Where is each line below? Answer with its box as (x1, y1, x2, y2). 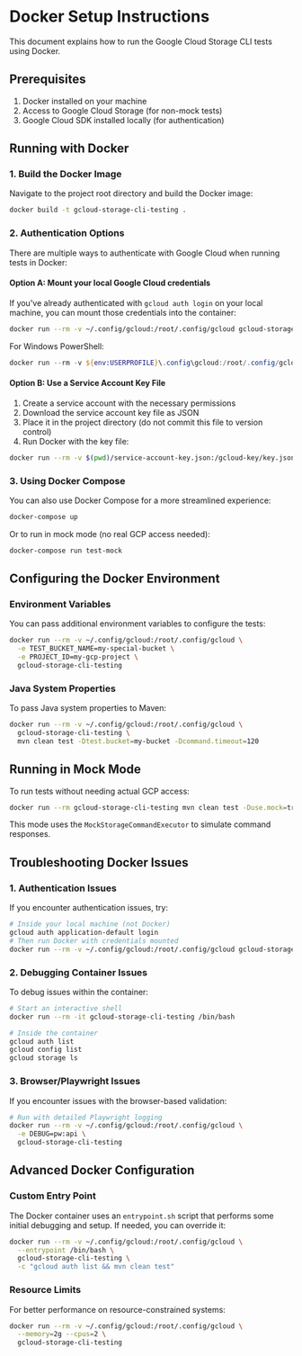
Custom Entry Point (9, 1190, 96, 1202)
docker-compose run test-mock (9, 546, 123, 555)
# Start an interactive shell (9, 1003, 123, 1013)
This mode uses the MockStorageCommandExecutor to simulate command (9, 819, 271, 830)
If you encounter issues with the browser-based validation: (9, 1095, 227, 1106)
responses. (9, 829, 51, 840)
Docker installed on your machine (22, 95, 147, 106)
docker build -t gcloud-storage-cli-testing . (9, 205, 187, 215)
